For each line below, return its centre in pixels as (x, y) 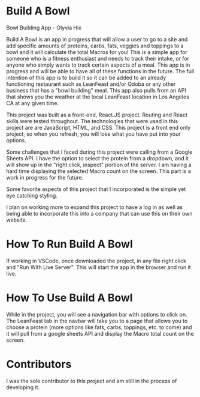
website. (17, 220)
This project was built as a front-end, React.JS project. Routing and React (97, 115)
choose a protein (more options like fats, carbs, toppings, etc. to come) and (99, 327)
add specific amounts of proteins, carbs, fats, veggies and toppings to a (95, 46)
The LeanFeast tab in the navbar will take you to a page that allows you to (97, 321)
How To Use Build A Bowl (69, 298)
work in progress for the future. (45, 177)
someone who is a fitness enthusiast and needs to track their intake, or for (98, 58)
